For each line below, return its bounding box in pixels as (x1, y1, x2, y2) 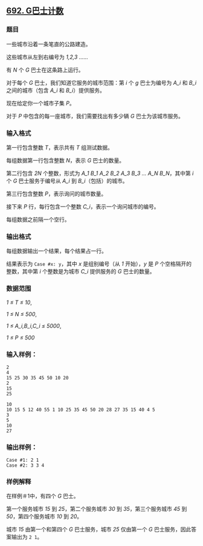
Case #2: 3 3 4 (6, 462, 45, 468)
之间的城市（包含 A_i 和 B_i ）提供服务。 (6, 87, 106, 94)
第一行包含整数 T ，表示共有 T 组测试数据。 (6, 144, 113, 151)
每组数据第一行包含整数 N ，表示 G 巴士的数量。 (6, 156, 125, 164)
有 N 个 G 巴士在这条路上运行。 (6, 66, 84, 73)
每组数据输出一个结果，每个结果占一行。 (6, 247, 107, 255)
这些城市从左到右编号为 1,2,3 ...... (6, 53, 89, 61)
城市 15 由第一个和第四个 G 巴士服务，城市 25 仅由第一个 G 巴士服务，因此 (6, 526, 192, 533)
